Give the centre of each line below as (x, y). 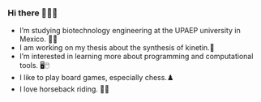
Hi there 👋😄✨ (33, 13)
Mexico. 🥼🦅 (39, 39)
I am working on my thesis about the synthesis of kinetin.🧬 (117, 48)
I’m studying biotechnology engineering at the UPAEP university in (130, 31)
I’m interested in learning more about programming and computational (136, 57)
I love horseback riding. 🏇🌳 (64, 89)
